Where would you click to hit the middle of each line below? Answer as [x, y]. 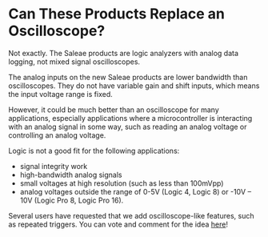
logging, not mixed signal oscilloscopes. [74, 62]
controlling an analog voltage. [57, 135]
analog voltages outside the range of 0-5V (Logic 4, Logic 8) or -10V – [136, 191]
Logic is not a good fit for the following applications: [94, 151]
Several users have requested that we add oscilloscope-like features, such [131, 215]
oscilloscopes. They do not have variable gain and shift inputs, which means [134, 86]
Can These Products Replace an [117, 14]
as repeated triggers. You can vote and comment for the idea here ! [118, 224]
